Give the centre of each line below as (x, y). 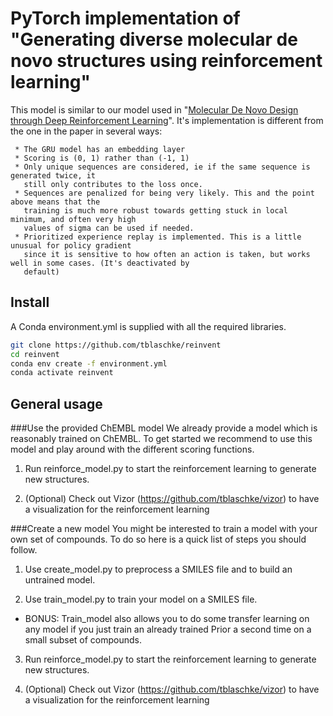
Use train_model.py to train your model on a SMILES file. (141, 599)
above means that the (55, 202)
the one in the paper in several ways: (86, 131)
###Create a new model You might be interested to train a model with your (164, 529)
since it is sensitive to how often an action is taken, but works (167, 254)
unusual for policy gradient (71, 245)
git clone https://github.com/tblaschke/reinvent (116, 345)
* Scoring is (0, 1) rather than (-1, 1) (102, 158)
